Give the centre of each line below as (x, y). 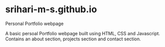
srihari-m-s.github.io (51, 9)
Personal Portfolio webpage (34, 24)
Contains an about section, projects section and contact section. (73, 39)
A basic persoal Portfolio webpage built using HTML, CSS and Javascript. (83, 33)
